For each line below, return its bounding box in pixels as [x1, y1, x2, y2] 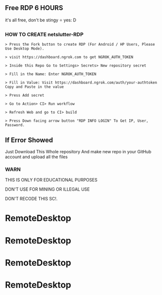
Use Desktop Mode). [5, 46, 45, 51]
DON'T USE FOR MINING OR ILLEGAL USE [5, 186, 90, 192]
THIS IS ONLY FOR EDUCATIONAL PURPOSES [5, 177, 98, 183]
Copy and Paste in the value [5, 84, 64, 89]
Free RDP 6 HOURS [5, 4, 63, 12]
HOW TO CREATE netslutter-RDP [5, 31, 84, 38]
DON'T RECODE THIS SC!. [5, 196, 58, 202]
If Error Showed [5, 136, 53, 144]
